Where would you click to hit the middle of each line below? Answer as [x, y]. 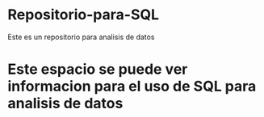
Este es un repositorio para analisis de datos [81, 37]
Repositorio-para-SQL [83, 15]
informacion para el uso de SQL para [132, 87]
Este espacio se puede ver [98, 69]
